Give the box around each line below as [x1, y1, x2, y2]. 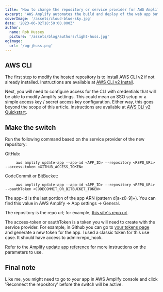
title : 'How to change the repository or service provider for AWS [5, 7, 145, 12]
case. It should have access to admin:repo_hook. [5, 235, 103, 240]
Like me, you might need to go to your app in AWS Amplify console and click [5, 276, 158, 282]
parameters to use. [5, 249, 43, 255]
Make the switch [5, 123, 56, 132]
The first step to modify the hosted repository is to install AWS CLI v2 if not [5, 74, 155, 80]
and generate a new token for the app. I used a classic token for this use [5, 229, 149, 236]
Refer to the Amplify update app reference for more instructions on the [5, 244, 147, 250]
